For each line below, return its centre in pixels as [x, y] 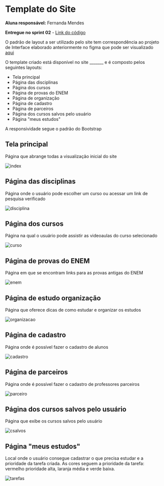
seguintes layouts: [24, 67]
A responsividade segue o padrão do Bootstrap [53, 129]
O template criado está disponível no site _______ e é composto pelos [75, 62]
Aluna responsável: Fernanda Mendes [45, 23]
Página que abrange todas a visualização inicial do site [61, 156]
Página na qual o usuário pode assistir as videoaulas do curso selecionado [81, 236]
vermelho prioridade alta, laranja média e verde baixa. [60, 469]
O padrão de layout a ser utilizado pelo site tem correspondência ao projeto [82, 42]
